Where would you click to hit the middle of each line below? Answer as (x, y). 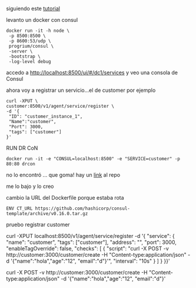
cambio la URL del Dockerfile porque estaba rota (65, 198)
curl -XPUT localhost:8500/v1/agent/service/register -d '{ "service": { (90, 236)
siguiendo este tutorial (33, 9)
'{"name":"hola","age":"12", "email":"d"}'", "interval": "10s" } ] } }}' (90, 261)
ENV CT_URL (19, 208)
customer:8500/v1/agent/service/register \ (60, 106)
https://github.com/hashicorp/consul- (83, 208)
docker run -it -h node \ (38, 31)
